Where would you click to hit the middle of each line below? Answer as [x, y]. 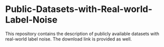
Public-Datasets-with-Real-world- [79, 9]
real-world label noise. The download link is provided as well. [69, 39]
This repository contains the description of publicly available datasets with [82, 33]
